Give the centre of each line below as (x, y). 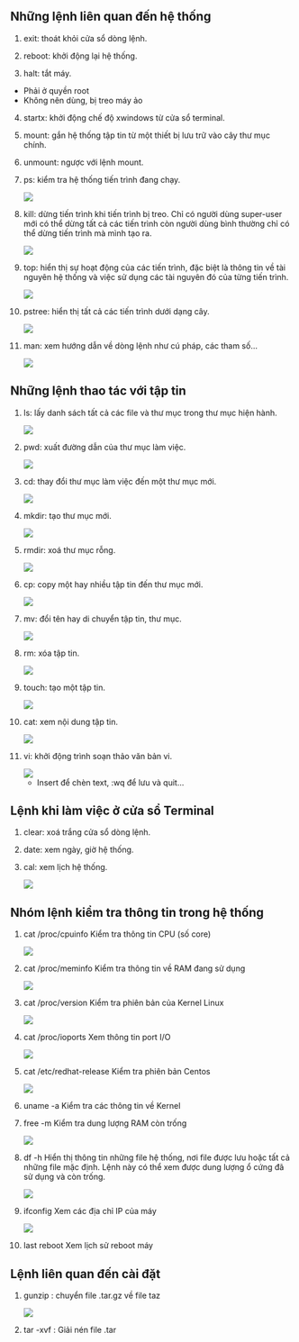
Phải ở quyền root (56, 90)
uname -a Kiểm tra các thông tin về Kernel (102, 1106)
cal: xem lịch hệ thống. (65, 867)
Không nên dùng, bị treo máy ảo (83, 100)
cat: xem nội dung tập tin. (70, 721)
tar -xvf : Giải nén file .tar (69, 1330)
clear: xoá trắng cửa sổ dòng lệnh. (87, 832)
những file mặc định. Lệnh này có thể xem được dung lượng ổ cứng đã (154, 1167)
